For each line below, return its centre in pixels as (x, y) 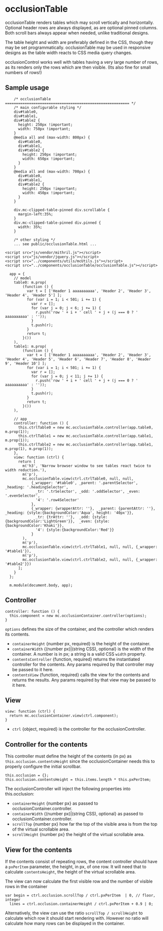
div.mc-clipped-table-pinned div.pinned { (57, 223)
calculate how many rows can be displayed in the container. (65, 923)
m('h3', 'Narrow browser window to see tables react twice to (87, 466)
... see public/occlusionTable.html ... (55, 244)
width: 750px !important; (44, 129)
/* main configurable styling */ (48, 107)
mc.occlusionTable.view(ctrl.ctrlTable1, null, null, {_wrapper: (90, 547)
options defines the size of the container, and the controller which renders (80, 629)
